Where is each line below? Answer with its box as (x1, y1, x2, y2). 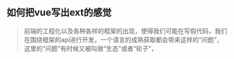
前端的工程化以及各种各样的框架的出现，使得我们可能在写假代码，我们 (23, 27, 228, 35)
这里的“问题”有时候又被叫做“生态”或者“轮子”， (23, 44, 157, 53)
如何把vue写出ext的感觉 (6, 6, 112, 19)
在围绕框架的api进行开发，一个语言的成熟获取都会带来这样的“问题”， (23, 35, 223, 44)
